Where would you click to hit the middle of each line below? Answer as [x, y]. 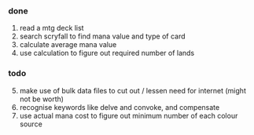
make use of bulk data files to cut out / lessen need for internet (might [133, 90]
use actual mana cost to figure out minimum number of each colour [129, 115]
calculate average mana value [68, 45]
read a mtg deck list [52, 28]
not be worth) [42, 99]
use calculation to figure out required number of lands [107, 53]
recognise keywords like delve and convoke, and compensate [120, 107]
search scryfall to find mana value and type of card [103, 36]
